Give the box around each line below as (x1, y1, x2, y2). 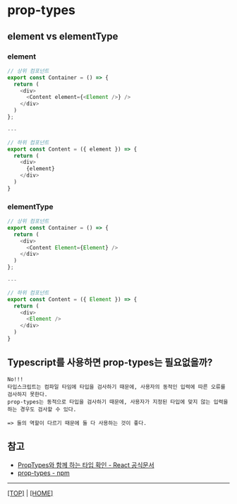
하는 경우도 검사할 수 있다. (7, 406, 77, 413)
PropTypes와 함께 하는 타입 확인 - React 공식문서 (17, 460, 154, 469)
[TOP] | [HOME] (7, 488, 54, 497)
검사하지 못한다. (7, 391, 48, 398)
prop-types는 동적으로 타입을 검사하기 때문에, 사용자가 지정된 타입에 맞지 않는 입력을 (7, 398, 229, 405)
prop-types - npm (17, 469, 71, 477)
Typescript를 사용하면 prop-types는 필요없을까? (7, 356, 213, 369)
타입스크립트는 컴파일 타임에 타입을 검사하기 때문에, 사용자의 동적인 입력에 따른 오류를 (7, 383, 226, 390)
